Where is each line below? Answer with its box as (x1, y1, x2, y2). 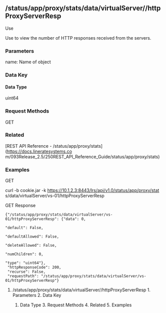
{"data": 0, (60, 217, 86, 222)
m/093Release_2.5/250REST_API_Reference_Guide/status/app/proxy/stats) (5, 153, 160, 160)
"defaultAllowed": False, (5, 234, 59, 239)
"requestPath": (7, 274, 39, 279)
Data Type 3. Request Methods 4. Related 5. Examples (19, 302, 132, 308)
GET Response (5, 202, 36, 208)
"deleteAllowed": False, (5, 243, 57, 248)
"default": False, (5, 226, 43, 231)
